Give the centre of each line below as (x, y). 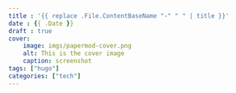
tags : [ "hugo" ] (34, 69)
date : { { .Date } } (41, 23)
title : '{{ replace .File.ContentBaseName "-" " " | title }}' (119, 16)
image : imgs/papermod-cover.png (77, 46)
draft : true (30, 31)
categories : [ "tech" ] (45, 76)
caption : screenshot (57, 61)
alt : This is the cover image (74, 53)
